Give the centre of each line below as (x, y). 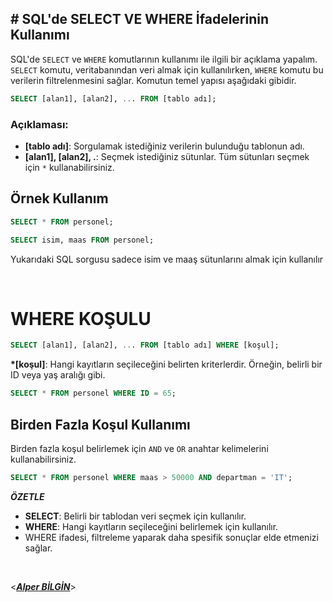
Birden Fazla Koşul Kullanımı (100, 424)
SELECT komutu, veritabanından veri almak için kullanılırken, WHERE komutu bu (167, 69)
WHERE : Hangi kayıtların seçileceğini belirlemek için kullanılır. (151, 526)
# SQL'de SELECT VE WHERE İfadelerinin (140, 19)
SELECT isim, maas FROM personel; (82, 240)
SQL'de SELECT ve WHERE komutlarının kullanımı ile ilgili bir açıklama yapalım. (164, 59)
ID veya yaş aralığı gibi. (58, 375)
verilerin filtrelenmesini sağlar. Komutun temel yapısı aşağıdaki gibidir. (153, 80)
